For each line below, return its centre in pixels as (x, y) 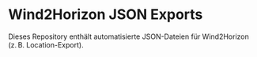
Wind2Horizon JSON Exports (106, 15)
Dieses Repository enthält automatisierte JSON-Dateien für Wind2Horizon (128, 36)
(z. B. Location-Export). (46, 44)
